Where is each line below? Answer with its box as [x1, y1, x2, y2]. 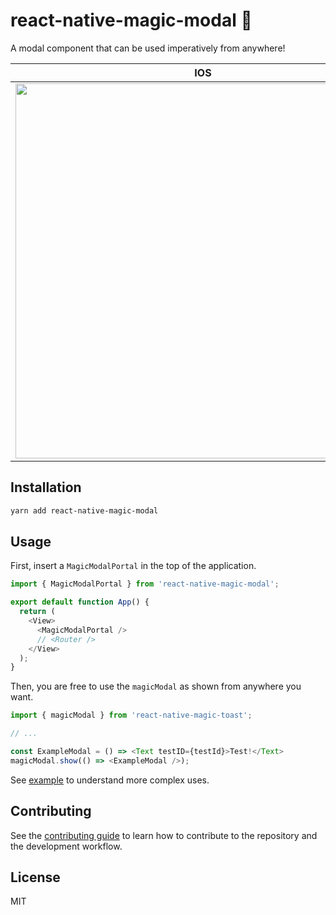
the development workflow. [10, 840, 123, 852]
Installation [10, 479, 82, 496]
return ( [19, 607, 56, 617]
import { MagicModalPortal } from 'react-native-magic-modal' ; [10, 579, 280, 589]
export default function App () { [10, 597, 150, 608]
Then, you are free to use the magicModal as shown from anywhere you [10, 680, 302, 693]
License [10, 869, 61, 886]
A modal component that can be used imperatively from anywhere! [10, 42, 286, 54]
